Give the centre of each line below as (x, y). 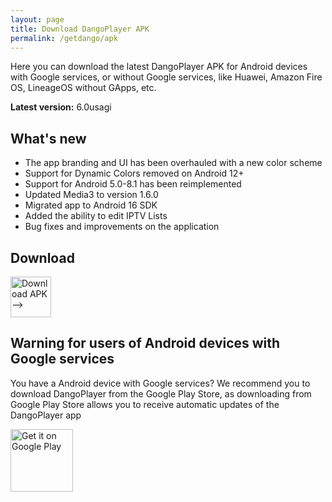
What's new (48, 138)
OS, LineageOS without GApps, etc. (83, 88)
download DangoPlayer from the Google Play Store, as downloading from (161, 393)
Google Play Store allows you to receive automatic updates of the (145, 404)
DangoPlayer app (46, 415)
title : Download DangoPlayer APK (80, 29)
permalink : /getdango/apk (64, 38)
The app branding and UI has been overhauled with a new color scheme (173, 163)
